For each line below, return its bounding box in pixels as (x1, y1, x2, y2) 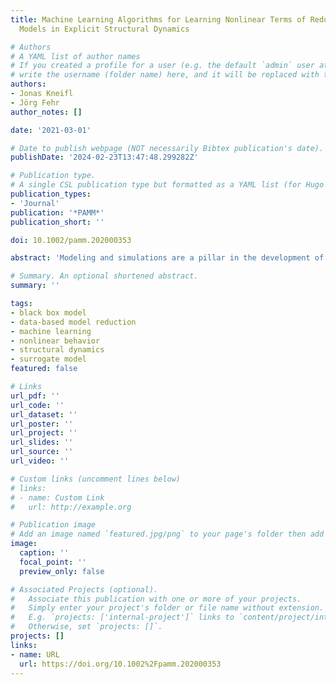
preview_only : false (19, 566, 105, 576)
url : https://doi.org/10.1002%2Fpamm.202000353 (19, 659, 222, 669)
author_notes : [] (10, 107, 83, 117)
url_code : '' (10, 400, 65, 410)
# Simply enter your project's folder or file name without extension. (10, 603, 325, 613)
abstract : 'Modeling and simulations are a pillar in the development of (10, 253, 325, 263)
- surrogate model (10, 354, 87, 365)
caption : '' (19, 548, 70, 558)
